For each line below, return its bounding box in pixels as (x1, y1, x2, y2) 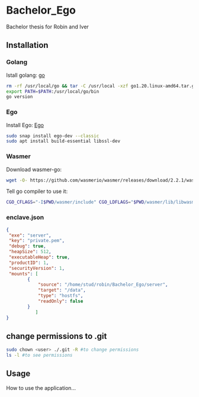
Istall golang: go (6, 72, 46, 79)
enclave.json (6, 214, 44, 222)
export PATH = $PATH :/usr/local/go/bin (6, 88, 99, 95)
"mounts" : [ (8, 270, 38, 277)
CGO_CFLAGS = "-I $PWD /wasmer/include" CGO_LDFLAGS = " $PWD (6, 199, 145, 205)
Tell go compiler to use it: (6, 188, 68, 195)
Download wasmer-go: (6, 166, 62, 173)
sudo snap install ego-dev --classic (6, 133, 99, 139)
